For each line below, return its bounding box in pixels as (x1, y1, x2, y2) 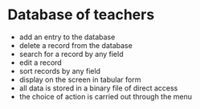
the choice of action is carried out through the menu (18, 91, 193, 101)
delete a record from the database (18, 40, 133, 50)
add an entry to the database (18, 32, 116, 42)
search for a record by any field (18, 49, 124, 59)
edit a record (18, 58, 62, 67)
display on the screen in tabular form (18, 75, 141, 84)
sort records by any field (18, 66, 101, 75)
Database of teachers (7, 6, 155, 24)
